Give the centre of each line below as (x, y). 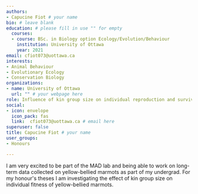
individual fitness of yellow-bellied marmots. (60, 185)
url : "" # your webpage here (47, 94)
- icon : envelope (27, 111)
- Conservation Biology (35, 77)
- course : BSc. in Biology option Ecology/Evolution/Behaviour (90, 39)
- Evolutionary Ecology (35, 72)
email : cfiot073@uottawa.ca (41, 56)
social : (16, 105)
